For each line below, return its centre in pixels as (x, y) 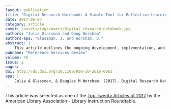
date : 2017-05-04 (24, 19)
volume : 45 (17, 57)
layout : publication (27, 10)
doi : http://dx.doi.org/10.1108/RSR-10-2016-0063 (59, 72)
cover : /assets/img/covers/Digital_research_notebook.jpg (68, 29)
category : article (25, 24)
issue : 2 (15, 62)
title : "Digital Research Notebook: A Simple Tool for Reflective (77, 15)
